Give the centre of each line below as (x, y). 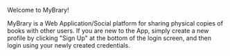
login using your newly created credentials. (69, 45)
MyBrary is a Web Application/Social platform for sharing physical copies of (115, 23)
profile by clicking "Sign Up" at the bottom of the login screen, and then (109, 38)
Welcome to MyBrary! (38, 10)
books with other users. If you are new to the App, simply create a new (108, 31)
